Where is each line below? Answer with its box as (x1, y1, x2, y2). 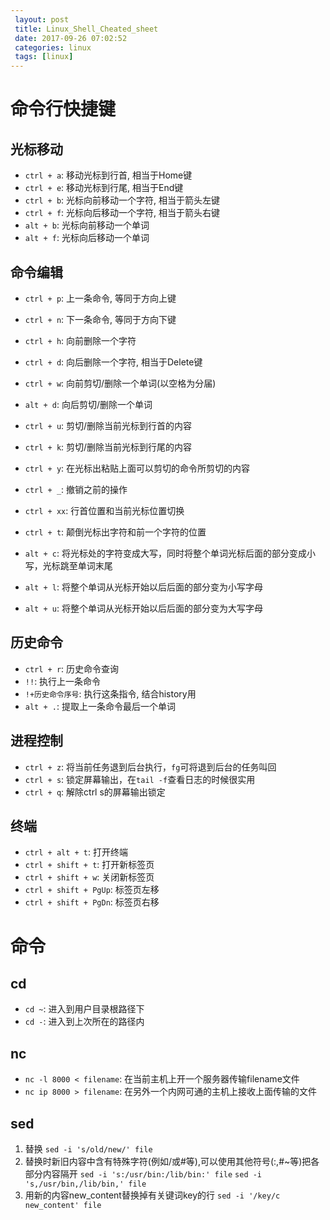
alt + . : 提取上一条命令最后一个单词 (24, 700, 176, 712)
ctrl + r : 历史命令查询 (24, 662, 120, 675)
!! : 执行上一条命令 (24, 675, 102, 687)
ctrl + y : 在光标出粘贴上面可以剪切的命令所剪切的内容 (24, 462, 251, 474)
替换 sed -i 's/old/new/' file (24, 1143, 153, 1155)
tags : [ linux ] (14, 52, 74, 62)
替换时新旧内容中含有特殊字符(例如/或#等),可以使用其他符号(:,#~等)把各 (24, 1156, 320, 1167)
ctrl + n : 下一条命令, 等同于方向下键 (24, 313, 177, 325)
